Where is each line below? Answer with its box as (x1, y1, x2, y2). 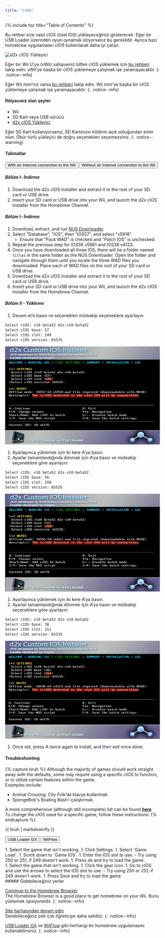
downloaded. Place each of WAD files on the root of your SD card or (12, 262, 151, 268)
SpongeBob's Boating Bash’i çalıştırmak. (12, 796, 94, 802)
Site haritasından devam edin (5, 907, 64, 913)
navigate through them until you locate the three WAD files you (12, 257, 139, 263)
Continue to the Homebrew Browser (5, 888, 78, 894)
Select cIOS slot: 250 (5, 480, 52, 485)
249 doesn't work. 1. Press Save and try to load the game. (5, 873, 122, 879)
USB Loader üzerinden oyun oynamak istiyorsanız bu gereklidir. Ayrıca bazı (5, 37, 157, 43)
